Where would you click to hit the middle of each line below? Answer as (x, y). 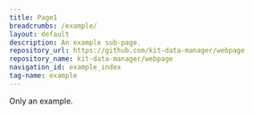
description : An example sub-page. (75, 42)
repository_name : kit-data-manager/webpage (91, 59)
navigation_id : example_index (66, 68)
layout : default (39, 34)
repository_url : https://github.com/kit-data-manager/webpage (127, 51)
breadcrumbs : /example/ (53, 26)
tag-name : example (43, 76)
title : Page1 (33, 17)
